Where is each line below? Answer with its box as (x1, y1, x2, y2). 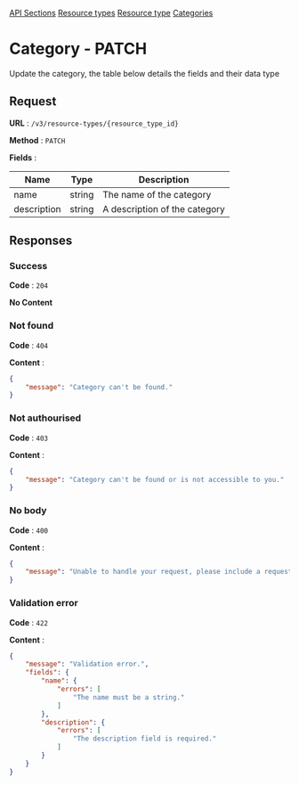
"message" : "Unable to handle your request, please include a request (25, 568, 293, 576)
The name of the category (101, 188, 212, 200)
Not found (9, 320, 54, 332)
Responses (9, 233, 73, 249)
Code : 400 (9, 525, 49, 536)
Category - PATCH (9, 39, 148, 59)
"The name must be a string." (72, 692, 185, 702)
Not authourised (9, 412, 82, 424)
